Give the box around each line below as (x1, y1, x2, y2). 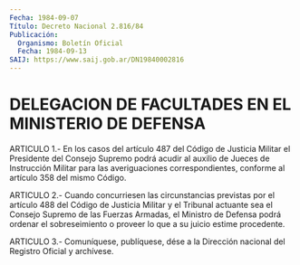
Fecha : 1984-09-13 (17, 47, 88, 56)
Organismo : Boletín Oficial (17, 38, 124, 48)
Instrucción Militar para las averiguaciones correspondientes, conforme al (9, 162, 285, 173)
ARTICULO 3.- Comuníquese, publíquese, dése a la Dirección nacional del (9, 236, 285, 247)
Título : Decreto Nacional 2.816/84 (9, 22, 144, 31)
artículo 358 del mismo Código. (9, 172, 127, 183)
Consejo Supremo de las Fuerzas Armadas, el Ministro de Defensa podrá (9, 209, 282, 220)
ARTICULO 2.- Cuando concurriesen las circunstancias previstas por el (9, 189, 275, 200)
